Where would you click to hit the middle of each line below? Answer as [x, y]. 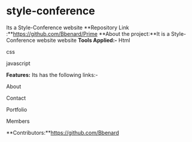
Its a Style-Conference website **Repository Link [68, 27]
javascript [19, 63]
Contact [16, 98]
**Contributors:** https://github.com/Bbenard [63, 132]
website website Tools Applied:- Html [83, 40]
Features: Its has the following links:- [52, 75]
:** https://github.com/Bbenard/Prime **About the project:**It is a [88, 33]
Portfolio [17, 109]
